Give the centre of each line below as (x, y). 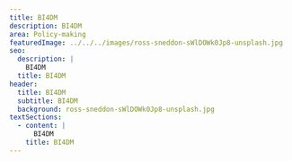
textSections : (36, 117)
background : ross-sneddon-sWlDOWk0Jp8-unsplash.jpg (116, 109)
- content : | (42, 126)
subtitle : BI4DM (48, 101)
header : (24, 84)
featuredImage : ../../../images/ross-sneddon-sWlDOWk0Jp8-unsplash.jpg (146, 42)
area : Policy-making (48, 34)
